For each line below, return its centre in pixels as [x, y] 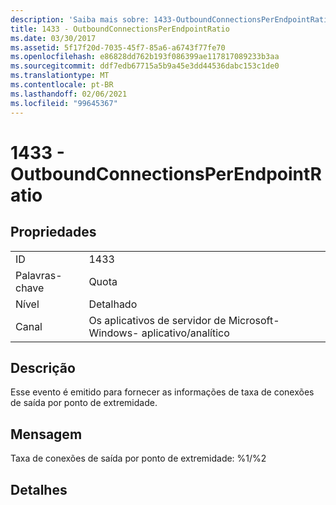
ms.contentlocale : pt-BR [62, 85]
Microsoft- [254, 320]
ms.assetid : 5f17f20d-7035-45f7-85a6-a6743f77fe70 [118, 47]
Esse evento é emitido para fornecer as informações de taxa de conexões [162, 392]
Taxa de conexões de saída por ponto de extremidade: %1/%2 [138, 458]
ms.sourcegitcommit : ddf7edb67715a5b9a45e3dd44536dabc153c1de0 [145, 66]
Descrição [43, 367]
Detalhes [39, 489]
